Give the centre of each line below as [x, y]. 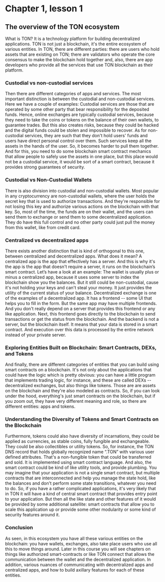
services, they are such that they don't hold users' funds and [86, 136]
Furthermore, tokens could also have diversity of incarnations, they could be [82, 436]
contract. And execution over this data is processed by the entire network [80, 329]
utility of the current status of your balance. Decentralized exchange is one [81, 293]
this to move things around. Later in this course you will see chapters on [78, 549]
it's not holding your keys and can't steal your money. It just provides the [79, 287]
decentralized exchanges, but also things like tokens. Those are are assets [81, 386]
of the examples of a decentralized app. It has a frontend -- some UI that [79, 298]
